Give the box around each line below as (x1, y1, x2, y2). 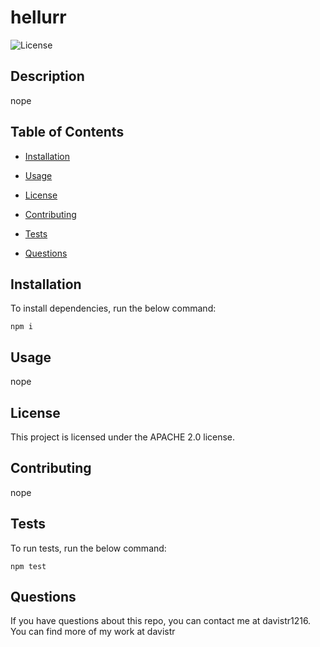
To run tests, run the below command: (10, 542, 167, 554)
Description (10, 68, 85, 85)
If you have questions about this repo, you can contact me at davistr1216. (10, 615, 312, 627)
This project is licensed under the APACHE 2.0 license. (10, 431, 236, 443)
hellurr (10, 6, 67, 29)
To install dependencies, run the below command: (10, 302, 217, 315)
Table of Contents (10, 124, 125, 141)
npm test (10, 561, 47, 571)
